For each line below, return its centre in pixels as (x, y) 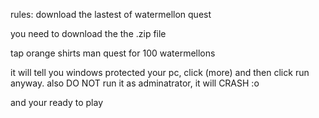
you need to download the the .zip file (88, 33)
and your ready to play (57, 102)
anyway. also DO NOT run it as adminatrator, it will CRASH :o (135, 83)
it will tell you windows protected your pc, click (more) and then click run (160, 72)
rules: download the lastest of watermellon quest (111, 14)
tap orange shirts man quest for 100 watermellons (113, 53)
